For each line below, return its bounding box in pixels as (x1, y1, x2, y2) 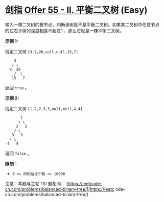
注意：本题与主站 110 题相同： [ (5, 180, 69, 186)
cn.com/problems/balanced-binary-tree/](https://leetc (5, 186, 115, 192)
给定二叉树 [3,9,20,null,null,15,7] (5, 49, 78, 54)
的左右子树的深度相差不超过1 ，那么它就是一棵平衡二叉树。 (5, 27, 124, 33)
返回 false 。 (5, 150, 32, 156)
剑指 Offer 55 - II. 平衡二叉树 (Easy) (5, 4, 148, 16)
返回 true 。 (5, 84, 29, 91)
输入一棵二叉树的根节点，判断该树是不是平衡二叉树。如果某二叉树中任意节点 (5, 22, 160, 27)
